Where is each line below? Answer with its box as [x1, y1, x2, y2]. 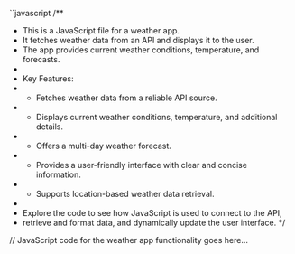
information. [35, 169, 81, 180]
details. [35, 121, 64, 132]
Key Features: [22, 73, 74, 84]
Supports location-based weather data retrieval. [35, 189, 215, 199]
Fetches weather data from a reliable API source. [35, 92, 218, 103]
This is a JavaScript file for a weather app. [22, 25, 180, 35]
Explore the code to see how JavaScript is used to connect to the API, [22, 208, 282, 218]
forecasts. [22, 54, 60, 64]
